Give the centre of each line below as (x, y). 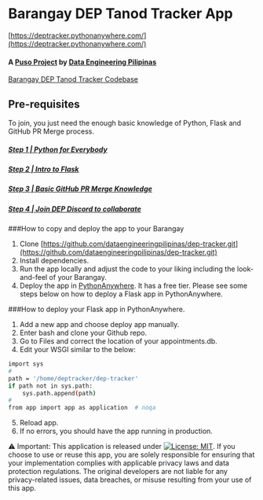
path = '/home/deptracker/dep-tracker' (73, 378)
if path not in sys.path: (50, 386)
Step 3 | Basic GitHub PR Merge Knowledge (80, 189)
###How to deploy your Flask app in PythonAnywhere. (97, 309)
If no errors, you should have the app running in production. (116, 431)
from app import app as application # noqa (82, 408)
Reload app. (39, 423)
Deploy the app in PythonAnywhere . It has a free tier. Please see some (133, 286)
